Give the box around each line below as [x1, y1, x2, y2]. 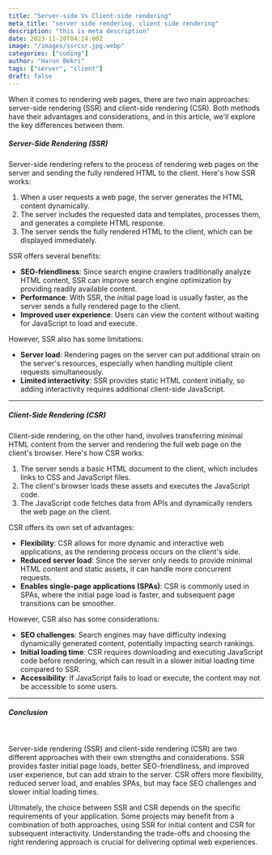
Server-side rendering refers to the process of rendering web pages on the [8, 159, 259, 169]
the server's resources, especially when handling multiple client [19, 358, 233, 368]
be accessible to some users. [19, 682, 119, 691]
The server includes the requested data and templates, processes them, [19, 209, 261, 219]
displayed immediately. [19, 235, 97, 245]
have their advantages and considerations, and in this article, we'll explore [8, 111, 257, 122]
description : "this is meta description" [8, 27, 151, 35]
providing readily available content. [19, 284, 138, 293]
